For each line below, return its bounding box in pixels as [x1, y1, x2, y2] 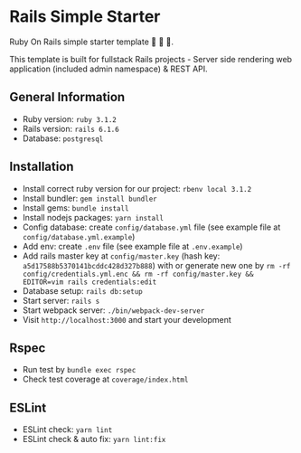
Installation [9, 159, 74, 175]
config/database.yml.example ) [22, 231, 136, 241]
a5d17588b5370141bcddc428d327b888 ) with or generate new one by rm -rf [22, 260, 291, 270]
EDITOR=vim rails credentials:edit [22, 278, 157, 287]
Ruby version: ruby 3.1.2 [22, 113, 118, 124]
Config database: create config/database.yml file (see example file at [22, 222, 281, 232]
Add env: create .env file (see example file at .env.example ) [22, 241, 243, 251]
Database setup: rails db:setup [22, 285, 143, 296]
